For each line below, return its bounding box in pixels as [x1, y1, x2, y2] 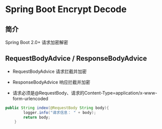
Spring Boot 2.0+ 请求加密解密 [5, 39, 68, 45]
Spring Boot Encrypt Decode [5, 4, 127, 15]
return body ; [23, 115, 51, 120]
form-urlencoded [12, 95, 49, 102]
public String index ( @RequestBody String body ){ [5, 105, 109, 110]
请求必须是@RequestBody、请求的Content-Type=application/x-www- [12, 90, 157, 96]
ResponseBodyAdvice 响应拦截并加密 [12, 79, 91, 85]
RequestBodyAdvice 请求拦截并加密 [12, 68, 87, 74]
